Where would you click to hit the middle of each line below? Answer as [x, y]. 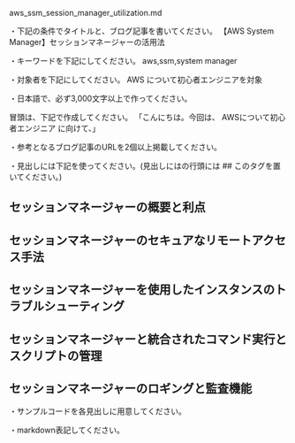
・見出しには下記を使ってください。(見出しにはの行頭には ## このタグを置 [145, 166]
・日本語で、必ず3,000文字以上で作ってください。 [101, 98]
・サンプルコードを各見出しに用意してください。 [98, 411]
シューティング [84, 306]
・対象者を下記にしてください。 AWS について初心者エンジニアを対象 [136, 80]
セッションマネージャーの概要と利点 [107, 207]
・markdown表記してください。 [67, 430]
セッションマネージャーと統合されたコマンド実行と [148, 339]
